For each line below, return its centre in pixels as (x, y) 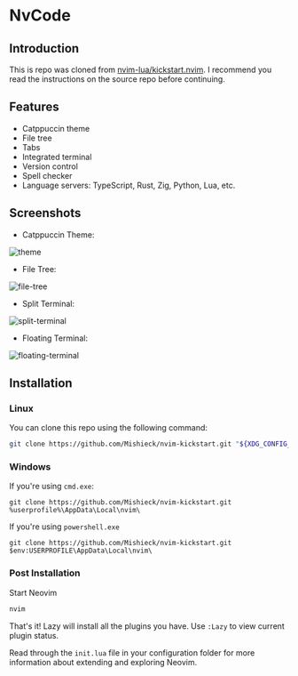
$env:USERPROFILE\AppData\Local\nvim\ (81, 551)
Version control (50, 166)
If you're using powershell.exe (64, 527)
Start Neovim (33, 592)
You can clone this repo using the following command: (109, 428)
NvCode (40, 16)
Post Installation (45, 573)
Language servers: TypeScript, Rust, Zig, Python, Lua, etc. (129, 185)
